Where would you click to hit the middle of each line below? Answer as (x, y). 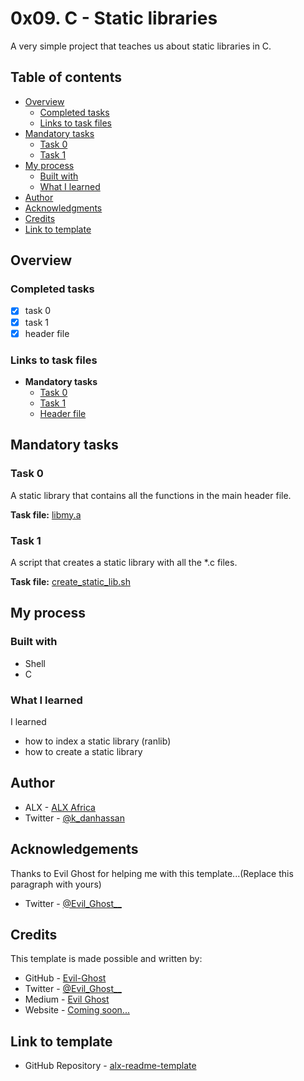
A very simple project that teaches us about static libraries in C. (141, 46)
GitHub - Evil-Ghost (65, 978)
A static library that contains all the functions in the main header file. (151, 495)
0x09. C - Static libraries (114, 18)
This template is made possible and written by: (106, 959)
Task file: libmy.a (46, 514)
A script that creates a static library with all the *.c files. (124, 562)
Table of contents (66, 77)
